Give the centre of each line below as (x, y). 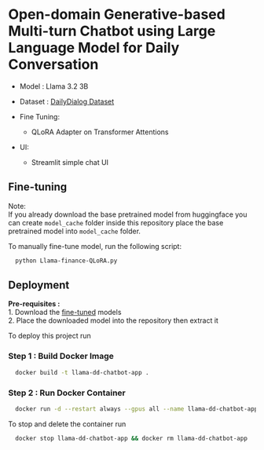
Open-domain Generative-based (117, 15)
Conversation (53, 65)
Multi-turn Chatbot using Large (112, 31)
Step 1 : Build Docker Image (61, 357)
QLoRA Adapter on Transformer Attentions (100, 132)
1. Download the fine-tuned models (65, 313)
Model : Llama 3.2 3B (54, 86)
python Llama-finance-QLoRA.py (66, 261)
